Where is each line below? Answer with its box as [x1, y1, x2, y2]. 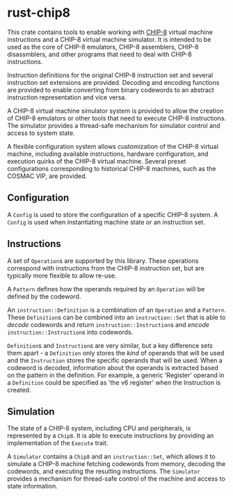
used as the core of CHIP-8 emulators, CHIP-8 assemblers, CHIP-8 [7, 42, 200, 51]
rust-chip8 [7, 5, 71, 21]
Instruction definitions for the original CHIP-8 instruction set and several [7, 71, 214, 79]
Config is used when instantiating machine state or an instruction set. [7, 218, 205, 226]
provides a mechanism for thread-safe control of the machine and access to [7, 474, 226, 483]
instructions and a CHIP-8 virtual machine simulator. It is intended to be [7, 35, 211, 43]
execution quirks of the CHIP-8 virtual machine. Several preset [7, 157, 186, 165]
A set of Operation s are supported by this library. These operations [7, 256, 199, 265]
